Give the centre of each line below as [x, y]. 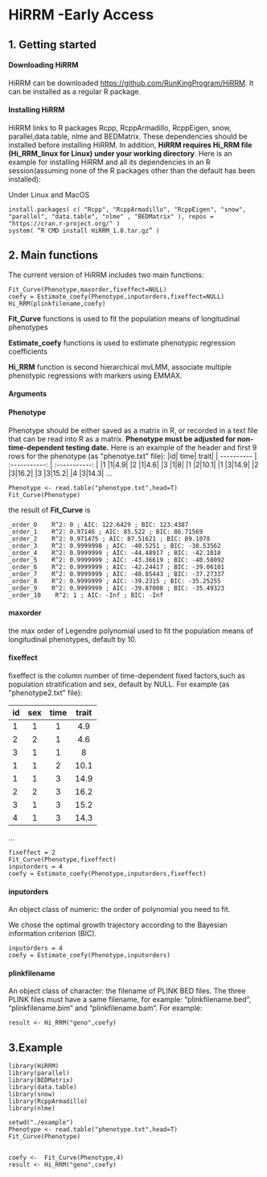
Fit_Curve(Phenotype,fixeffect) [62, 860]
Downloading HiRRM [43, 65]
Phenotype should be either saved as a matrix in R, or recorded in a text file [133, 430]
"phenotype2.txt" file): [45, 693]
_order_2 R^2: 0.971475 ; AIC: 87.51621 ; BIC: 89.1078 [109, 539]
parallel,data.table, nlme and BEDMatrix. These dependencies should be [128, 136]
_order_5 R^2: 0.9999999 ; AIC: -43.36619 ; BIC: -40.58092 [117, 560]
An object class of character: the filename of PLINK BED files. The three [127, 991]
